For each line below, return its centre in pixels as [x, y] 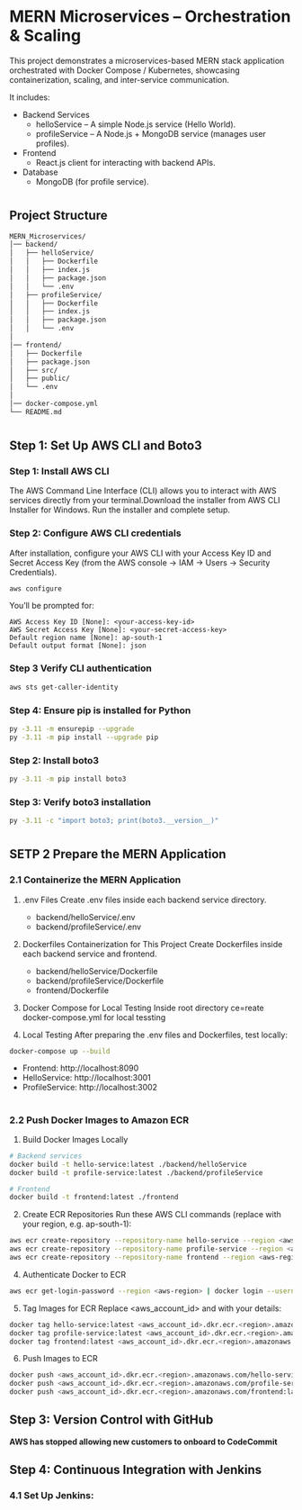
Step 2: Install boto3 [54, 760]
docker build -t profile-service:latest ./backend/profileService [136, 1172]
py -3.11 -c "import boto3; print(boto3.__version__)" [114, 821]
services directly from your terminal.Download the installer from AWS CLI [145, 501]
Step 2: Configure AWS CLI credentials [95, 533]
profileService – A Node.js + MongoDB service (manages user [151, 133]
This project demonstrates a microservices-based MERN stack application [147, 60]
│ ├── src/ [34, 370]
